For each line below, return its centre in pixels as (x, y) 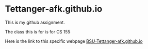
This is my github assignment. (35, 22)
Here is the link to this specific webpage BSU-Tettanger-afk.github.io (74, 41)
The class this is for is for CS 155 (38, 32)
